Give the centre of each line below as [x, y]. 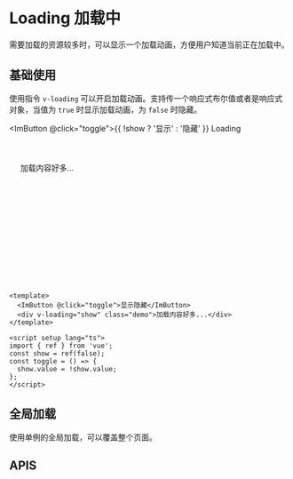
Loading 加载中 [65, 18]
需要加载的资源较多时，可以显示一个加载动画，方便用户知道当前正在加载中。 [149, 44]
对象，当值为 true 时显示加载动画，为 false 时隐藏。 [106, 109]
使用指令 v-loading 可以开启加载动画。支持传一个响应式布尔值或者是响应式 [146, 98]
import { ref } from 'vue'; [61, 346]
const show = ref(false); [57, 353]
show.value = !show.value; [67, 369]
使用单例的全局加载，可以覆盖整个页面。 [83, 437]
